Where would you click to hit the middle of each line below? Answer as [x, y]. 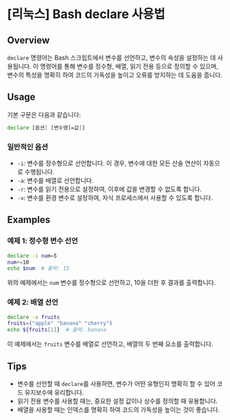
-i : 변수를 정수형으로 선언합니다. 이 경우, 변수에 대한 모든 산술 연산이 [109, 163]
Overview [29, 40]
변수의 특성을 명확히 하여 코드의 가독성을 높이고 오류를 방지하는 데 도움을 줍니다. [115, 75]
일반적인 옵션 [28, 147]
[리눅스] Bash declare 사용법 [86, 14]
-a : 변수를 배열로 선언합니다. [55, 180]
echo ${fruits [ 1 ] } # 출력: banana [57, 330]
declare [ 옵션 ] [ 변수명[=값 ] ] [46, 128]
